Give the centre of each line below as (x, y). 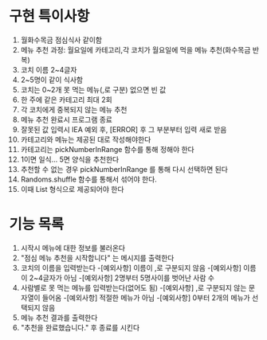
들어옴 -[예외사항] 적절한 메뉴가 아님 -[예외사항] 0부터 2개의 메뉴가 (146, 297)
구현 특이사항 (49, 16)
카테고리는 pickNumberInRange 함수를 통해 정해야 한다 (107, 149)
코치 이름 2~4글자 (49, 69)
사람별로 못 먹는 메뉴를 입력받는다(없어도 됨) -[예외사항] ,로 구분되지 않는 (133, 287)
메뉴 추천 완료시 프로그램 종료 (66, 119)
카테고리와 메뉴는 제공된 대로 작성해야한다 (86, 139)
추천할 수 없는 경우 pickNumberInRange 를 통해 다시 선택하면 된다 (124, 169)
